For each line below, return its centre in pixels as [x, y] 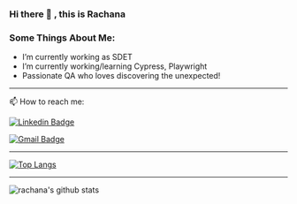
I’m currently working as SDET [77, 57]
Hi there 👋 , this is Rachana [68, 14]
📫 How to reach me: [47, 102]
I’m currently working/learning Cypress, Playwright [114, 66]
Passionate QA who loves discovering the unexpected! [121, 76]
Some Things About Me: [62, 37]
